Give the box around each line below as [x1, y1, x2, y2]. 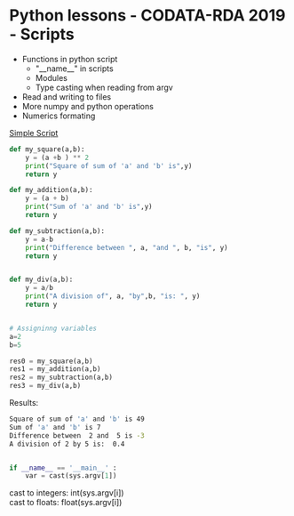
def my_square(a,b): [9, 144, 86, 154]
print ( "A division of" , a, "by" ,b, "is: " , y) [25, 292, 201, 301]
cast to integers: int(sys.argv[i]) [9, 488, 124, 498]
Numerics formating [21, 110, 96, 121]
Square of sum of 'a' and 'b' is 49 [9, 415, 145, 423]
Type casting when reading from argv [35, 82, 173, 93]
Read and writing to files [21, 91, 112, 102]
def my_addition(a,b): [9, 186, 93, 195]
